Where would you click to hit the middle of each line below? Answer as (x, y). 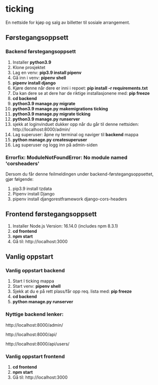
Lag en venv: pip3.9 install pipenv (47, 72)
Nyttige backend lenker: (35, 315)
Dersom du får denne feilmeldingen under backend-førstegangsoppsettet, (80, 174)
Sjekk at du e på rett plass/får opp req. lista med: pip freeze (72, 291)
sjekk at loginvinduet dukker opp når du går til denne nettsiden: (76, 124)
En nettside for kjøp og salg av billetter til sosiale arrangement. (68, 22)
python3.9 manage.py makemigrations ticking (60, 108)
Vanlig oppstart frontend (35, 356)
